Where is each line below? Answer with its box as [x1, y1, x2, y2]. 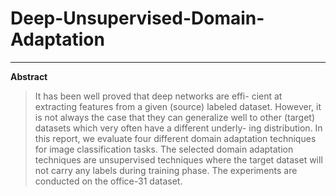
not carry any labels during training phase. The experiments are [34, 164, 298, 176]
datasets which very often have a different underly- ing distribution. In [34, 122, 323, 134]
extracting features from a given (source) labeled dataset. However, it [34, 100, 322, 112]
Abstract [10, 70, 48, 82]
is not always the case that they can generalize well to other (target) [34, 111, 315, 123]
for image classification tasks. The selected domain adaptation [34, 143, 294, 155]
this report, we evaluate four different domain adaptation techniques [34, 132, 317, 144]
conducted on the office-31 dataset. [34, 175, 183, 187]
